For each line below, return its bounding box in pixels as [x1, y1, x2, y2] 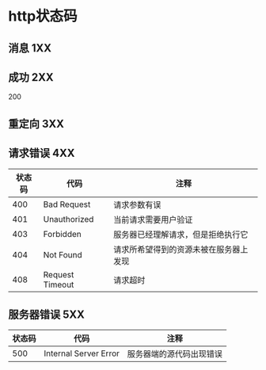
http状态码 [8, 7, 78, 25]
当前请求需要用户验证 [113, 214, 193, 225]
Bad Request [43, 199, 91, 210]
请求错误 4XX [8, 147, 75, 160]
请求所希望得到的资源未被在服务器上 [113, 243, 249, 254]
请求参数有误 [113, 199, 161, 210]
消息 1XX [8, 41, 52, 55]
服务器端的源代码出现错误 [127, 349, 223, 360]
